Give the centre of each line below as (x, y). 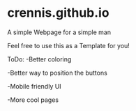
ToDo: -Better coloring (39, 59)
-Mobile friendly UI (34, 86)
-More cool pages (33, 100)
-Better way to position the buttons (58, 73)
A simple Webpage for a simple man (59, 32)
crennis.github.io (58, 13)
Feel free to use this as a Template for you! (69, 45)
